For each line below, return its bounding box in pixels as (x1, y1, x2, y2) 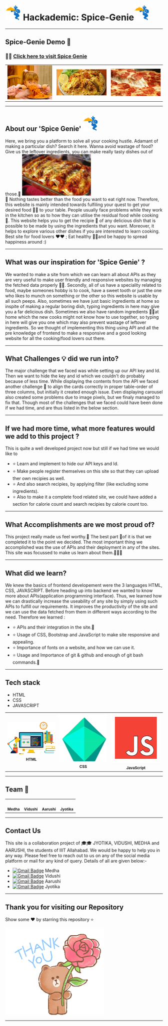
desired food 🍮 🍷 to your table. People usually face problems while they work (5, 207, 162, 213)
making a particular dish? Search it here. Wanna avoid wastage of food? (5, 143, 153, 149)
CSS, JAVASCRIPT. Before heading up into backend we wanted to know (5, 587, 153, 593)
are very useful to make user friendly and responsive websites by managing (5, 277, 161, 283)
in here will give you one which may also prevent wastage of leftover (5, 319, 146, 325)
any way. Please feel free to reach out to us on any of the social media (5, 853, 150, 859)
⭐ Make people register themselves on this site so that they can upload (12, 468, 159, 474)
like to (5, 451, 18, 457)
